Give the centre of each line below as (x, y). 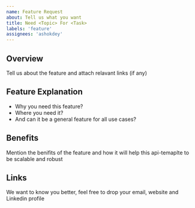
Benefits (22, 138)
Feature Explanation (44, 92)
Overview (25, 59)
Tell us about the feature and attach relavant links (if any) (77, 73)
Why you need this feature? (49, 106)
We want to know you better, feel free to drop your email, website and (92, 192)
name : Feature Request (34, 12)
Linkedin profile (25, 198)
